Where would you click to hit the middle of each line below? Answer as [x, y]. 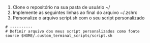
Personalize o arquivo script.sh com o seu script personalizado [79, 18]
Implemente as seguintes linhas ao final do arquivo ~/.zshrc [75, 12]
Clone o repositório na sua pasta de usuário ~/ [61, 7]
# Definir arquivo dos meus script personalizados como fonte [72, 31]
